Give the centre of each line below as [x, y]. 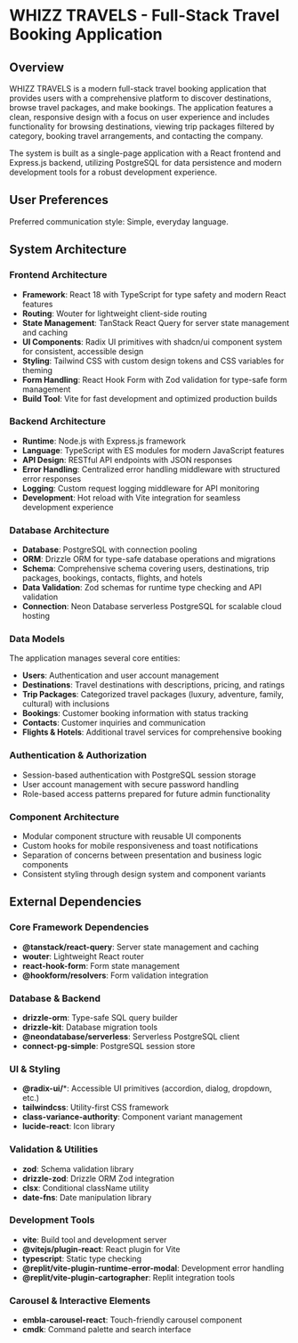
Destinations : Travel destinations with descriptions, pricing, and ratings [153, 685]
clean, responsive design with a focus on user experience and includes [139, 117]
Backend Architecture [58, 421]
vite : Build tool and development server [94, 1240]
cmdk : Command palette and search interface [106, 1330]
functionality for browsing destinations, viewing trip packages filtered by [142, 126]
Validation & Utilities [54, 1150]
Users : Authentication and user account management [121, 676]
